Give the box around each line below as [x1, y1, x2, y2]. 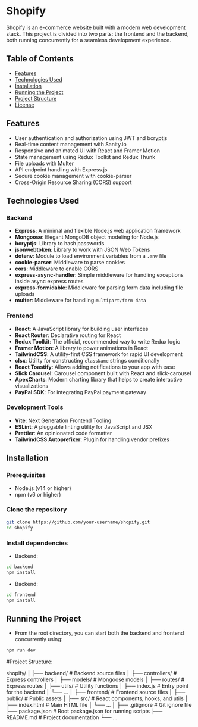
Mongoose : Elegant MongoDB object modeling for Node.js [14, 233, 159, 241]
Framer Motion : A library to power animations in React [14, 344, 149, 351]
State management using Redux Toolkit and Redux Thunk [14, 153, 156, 160]
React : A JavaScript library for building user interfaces [14, 325, 149, 332]
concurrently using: [14, 636, 63, 643]
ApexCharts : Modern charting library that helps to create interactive [14, 376, 183, 383]
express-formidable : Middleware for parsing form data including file [14, 284, 183, 291]
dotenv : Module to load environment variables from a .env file [14, 252, 167, 260]
